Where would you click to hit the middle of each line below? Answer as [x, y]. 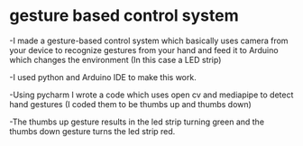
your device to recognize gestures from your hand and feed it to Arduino [144, 50]
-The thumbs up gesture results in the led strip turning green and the [137, 122]
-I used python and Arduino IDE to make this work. [103, 77]
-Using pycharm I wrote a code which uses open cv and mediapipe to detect [151, 95]
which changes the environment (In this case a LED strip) [115, 59]
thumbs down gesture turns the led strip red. [92, 131]
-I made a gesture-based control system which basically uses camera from [149, 41]
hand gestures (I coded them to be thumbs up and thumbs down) [131, 104]
